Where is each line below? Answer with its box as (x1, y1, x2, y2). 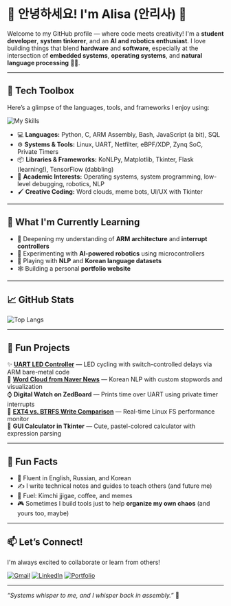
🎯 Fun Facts (7, 456, 58, 467)
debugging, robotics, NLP (32, 179, 105, 188)
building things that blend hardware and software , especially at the (7, 44, 199, 52)
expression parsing (7, 429, 62, 438)
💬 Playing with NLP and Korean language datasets (16, 256, 162, 265)
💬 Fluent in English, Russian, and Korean (16, 474, 132, 482)
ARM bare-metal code (7, 368, 70, 377)
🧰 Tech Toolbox (7, 85, 74, 97)
